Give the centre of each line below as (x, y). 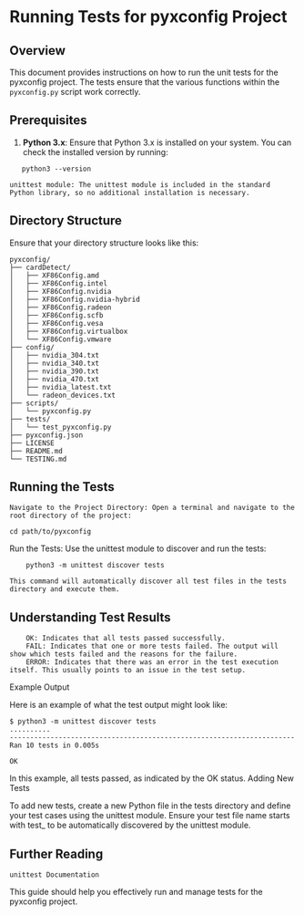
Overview (38, 51)
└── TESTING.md (38, 459)
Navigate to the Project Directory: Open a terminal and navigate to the (152, 508)
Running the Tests (62, 487)
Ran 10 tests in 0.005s (55, 745)
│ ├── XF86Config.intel (58, 283)
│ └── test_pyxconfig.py (61, 427)
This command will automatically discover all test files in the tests (148, 581)
